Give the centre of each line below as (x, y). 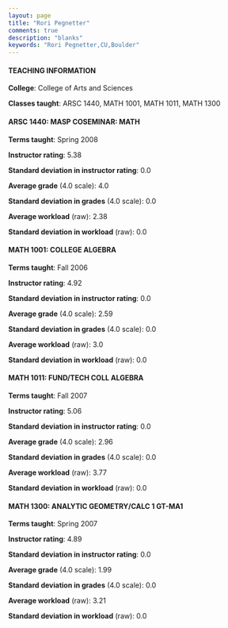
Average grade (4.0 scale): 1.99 (60, 570)
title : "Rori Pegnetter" (49, 23)
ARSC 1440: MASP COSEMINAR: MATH (74, 121)
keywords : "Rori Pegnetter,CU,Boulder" (74, 45)
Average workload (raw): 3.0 (56, 344)
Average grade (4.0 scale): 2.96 (61, 441)
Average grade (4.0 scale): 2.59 (61, 314)
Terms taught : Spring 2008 (53, 139)
